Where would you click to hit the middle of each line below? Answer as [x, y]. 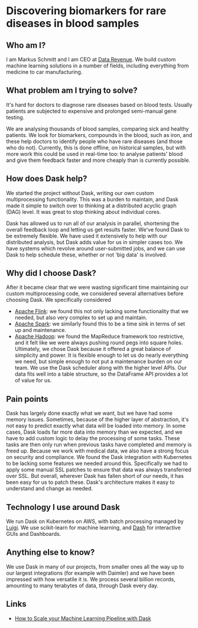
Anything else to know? [51, 553]
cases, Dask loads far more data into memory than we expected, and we [94, 432]
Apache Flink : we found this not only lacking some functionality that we [102, 311]
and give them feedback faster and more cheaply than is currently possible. [98, 160]
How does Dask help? [47, 179]
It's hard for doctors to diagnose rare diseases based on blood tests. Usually [99, 105]
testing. [15, 117]
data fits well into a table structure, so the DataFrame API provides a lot [101, 374]
